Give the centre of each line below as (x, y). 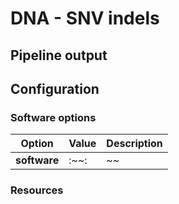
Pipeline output (59, 55)
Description (134, 144)
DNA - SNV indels (85, 18)
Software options (53, 117)
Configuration (55, 88)
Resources (37, 190)
